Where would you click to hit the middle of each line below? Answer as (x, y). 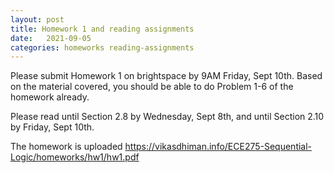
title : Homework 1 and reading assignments (102, 29)
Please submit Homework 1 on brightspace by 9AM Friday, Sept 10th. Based (166, 76)
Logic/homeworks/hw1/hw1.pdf (75, 157)
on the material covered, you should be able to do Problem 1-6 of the (152, 87)
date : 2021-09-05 (51, 38)
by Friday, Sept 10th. (52, 127)
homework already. (50, 97)
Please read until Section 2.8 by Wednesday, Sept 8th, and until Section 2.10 (167, 117)
